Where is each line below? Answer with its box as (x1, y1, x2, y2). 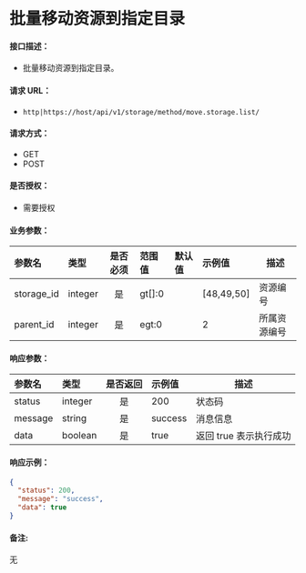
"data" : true (17, 503, 67, 512)
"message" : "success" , (17, 495, 104, 504)
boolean (62, 429, 97, 442)
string (62, 412, 87, 425)
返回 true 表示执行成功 (195, 429, 291, 442)
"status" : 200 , (17, 486, 76, 496)
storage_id (14, 287, 59, 300)
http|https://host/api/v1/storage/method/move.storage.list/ (22, 107, 260, 116)
